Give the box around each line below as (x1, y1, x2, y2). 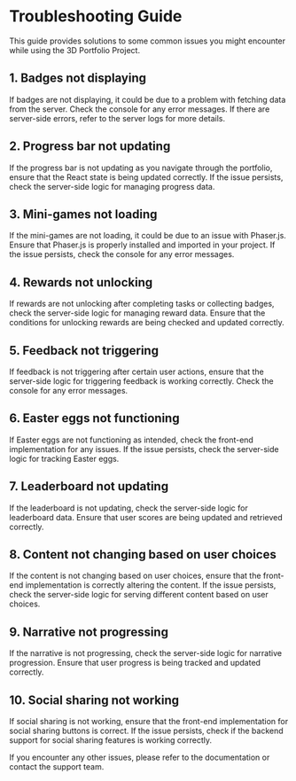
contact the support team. (9, 761, 105, 772)
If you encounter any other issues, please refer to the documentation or (9, 752, 270, 763)
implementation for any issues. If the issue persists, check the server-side (9, 443, 279, 454)
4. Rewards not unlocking (9, 275, 153, 290)
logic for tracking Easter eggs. (9, 453, 120, 464)
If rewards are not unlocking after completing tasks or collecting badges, (9, 299, 275, 309)
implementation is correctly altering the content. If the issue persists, (25, 580, 277, 590)
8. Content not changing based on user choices (9, 547, 277, 562)
